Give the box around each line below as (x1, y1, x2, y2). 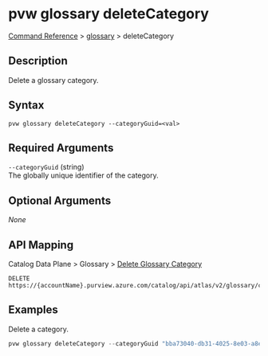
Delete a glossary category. (8, 75, 99, 84)
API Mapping (8, 238, 74, 252)
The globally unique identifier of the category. (8, 170, 160, 180)
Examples (8, 303, 58, 317)
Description (8, 54, 68, 68)
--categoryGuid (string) (8, 162, 85, 172)
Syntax (8, 99, 45, 112)
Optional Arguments (8, 194, 112, 207)
